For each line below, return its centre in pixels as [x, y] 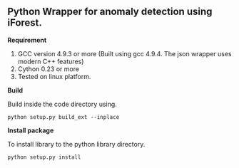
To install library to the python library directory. [76, 144]
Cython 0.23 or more [49, 69]
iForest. [25, 23]
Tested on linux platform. [54, 76]
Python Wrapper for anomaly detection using [110, 12]
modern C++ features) [51, 61]
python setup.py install [44, 157]
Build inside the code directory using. [62, 104]
